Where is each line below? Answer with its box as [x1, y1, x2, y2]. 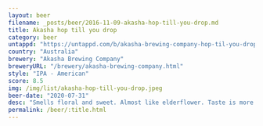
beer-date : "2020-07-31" [8, 92, 89, 99]
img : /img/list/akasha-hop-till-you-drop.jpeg [8, 84, 163, 92]
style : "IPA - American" [8, 70, 89, 77]
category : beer [8, 33, 58, 41]
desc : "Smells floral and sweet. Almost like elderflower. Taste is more [8, 99, 254, 106]
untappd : [8, 41, 37, 49]
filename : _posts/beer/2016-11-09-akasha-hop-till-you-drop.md [8, 19, 219, 27]
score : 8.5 [8, 77, 44, 85]
